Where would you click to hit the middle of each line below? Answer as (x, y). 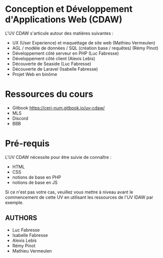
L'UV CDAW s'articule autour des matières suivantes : (59, 33)
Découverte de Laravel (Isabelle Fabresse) (55, 69)
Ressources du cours (49, 94)
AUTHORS (21, 218)
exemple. (14, 202)
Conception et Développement (69, 9)
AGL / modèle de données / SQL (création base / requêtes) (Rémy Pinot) (85, 48)
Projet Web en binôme (35, 74)
